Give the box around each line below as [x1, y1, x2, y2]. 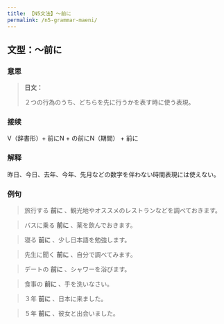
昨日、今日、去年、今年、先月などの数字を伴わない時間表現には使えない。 [7, 170, 220, 179]
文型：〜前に [7, 44, 62, 55]
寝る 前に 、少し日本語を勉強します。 [24, 236, 131, 244]
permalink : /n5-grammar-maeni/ [7, 17, 98, 24]
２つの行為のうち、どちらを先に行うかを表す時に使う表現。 [24, 98, 195, 107]
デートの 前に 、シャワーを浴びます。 [24, 265, 131, 273]
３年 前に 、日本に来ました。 [24, 295, 107, 303]
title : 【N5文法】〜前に [7, 10, 71, 17]
